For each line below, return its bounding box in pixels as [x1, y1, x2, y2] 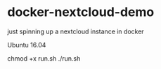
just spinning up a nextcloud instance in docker [7, 27, 144, 36]
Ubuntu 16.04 [7, 40, 46, 49]
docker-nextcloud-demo [7, 4, 155, 20]
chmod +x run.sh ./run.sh [7, 54, 81, 63]
